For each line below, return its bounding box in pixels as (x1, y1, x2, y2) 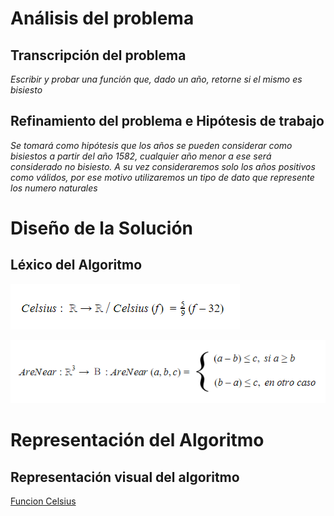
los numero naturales (10, 182, 98, 194)
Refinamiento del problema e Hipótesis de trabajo (10, 113, 325, 130)
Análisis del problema (10, 7, 195, 30)
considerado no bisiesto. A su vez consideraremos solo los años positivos (10, 160, 316, 172)
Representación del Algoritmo (10, 429, 265, 452)
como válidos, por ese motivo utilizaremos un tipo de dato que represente (10, 171, 315, 183)
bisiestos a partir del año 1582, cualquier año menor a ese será (10, 150, 272, 162)
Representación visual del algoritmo (10, 468, 240, 486)
